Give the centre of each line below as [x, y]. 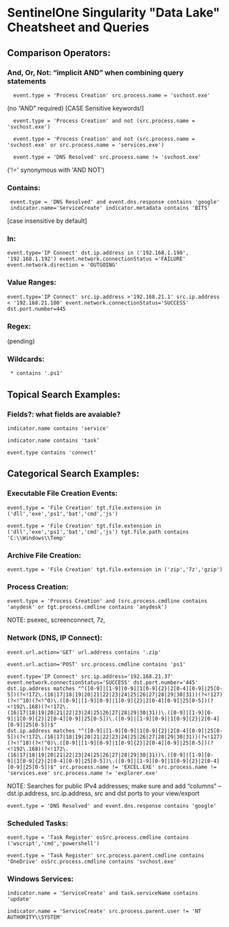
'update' [20, 899]
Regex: [19, 326]
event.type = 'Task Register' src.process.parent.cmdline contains [106, 855]
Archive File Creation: [44, 555]
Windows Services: [41, 879]
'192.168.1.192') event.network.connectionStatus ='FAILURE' [97, 259]
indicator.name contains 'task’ [53, 441]
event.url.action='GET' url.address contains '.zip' [84, 652]
